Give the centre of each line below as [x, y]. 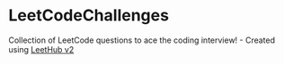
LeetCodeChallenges [89, 16]
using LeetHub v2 [41, 49]
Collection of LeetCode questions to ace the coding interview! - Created [142, 40]
